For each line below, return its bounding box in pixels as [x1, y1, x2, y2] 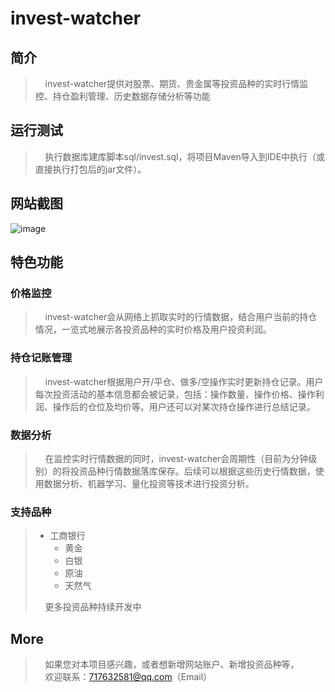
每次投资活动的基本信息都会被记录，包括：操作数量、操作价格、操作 [34, 388, 316, 400]
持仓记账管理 [10, 351, 73, 365]
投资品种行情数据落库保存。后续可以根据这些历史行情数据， [69, 465, 316, 477]
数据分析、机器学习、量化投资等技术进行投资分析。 [43, 477, 255, 489]
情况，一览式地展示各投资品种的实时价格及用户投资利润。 [34, 323, 272, 336]
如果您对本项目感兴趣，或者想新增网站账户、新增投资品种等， [44, 658, 300, 671]
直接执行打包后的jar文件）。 [34, 163, 147, 175]
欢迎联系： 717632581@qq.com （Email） [44, 671, 213, 683]
